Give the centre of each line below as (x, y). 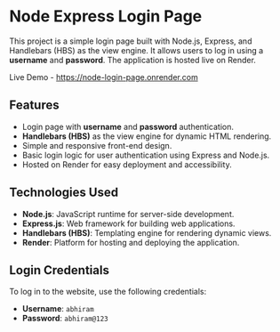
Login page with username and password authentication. (128, 126)
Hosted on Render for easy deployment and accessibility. (127, 164)
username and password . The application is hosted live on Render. (132, 60)
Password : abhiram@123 (65, 319)
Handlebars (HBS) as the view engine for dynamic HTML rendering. (147, 136)
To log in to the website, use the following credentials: (108, 292)
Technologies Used (64, 193)
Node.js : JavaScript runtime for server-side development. (128, 214)
